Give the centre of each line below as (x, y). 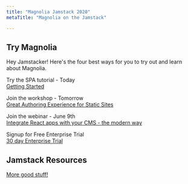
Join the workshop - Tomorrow (45, 98)
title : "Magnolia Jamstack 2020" (48, 12)
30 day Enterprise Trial (35, 141)
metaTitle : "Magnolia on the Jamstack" (57, 18)
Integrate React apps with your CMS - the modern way (74, 123)
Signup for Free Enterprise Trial (45, 134)
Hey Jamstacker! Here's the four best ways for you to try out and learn (94, 62)
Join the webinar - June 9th (41, 116)
